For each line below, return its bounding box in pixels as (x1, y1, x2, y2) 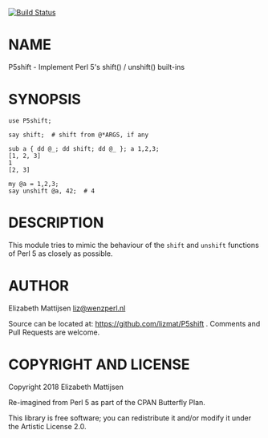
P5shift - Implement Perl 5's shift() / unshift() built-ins (8, 62, 185, 71)
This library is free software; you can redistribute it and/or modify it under (8, 413, 252, 423)
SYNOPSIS (8, 91, 82, 108)
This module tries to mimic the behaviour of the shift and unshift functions (8, 240, 259, 249)
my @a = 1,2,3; (8, 180, 59, 188)
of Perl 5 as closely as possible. (8, 249, 113, 258)
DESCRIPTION (8, 213, 104, 232)
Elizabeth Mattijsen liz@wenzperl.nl (8, 303, 126, 313)
